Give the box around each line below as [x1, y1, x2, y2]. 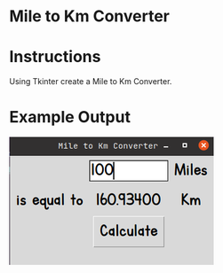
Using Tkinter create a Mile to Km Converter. [9, 76, 172, 87]
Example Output [9, 107, 131, 128]
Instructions [9, 47, 101, 67]
